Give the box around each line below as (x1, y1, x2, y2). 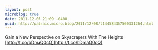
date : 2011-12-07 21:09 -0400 (5, 16, 68, 21)
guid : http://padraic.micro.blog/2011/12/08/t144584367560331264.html (5, 21, 154, 26)
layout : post (5, 7, 32, 12)
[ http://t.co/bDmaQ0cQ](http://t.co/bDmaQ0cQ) (5, 40, 103, 46)
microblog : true (5, 12, 39, 17)
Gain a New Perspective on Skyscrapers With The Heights (5, 34, 123, 40)
